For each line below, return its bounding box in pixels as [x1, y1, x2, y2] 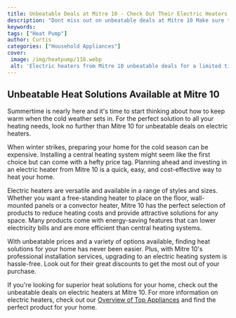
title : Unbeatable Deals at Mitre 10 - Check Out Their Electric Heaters [7, 10, 228, 18]
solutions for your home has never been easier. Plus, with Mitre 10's [7, 245, 203, 253]
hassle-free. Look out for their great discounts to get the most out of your [7, 260, 220, 268]
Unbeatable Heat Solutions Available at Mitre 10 [7, 88, 220, 100]
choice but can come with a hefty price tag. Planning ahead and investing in [7, 158, 227, 166]
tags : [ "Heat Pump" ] [7, 29, 68, 37]
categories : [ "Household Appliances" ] [7, 43, 121, 50]
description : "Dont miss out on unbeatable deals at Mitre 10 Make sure [7, 17, 225, 24]
